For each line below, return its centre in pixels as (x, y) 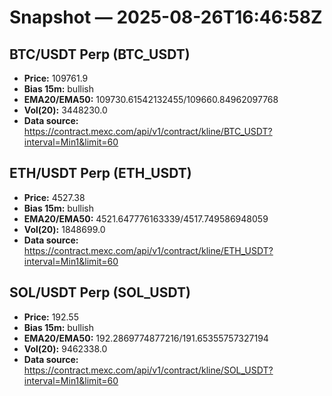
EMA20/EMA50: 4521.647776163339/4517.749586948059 (146, 218)
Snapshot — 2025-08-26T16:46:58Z (166, 17)
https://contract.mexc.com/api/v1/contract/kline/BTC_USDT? (148, 131)
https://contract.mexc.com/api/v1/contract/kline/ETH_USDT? (148, 250)
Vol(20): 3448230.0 (65, 110)
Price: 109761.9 (56, 78)
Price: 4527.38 (54, 197)
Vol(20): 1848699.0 (64, 229)
